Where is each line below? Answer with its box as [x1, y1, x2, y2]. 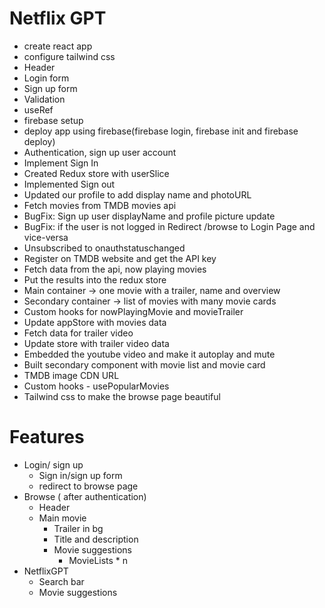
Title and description [53, 533, 139, 545]
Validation [23, 93, 66, 105]
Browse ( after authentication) [23, 490, 147, 502]
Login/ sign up [23, 458, 84, 471]
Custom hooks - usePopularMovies [23, 380, 170, 392]
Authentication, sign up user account [23, 146, 177, 158]
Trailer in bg [53, 522, 104, 534]
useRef [23, 103, 54, 116]
